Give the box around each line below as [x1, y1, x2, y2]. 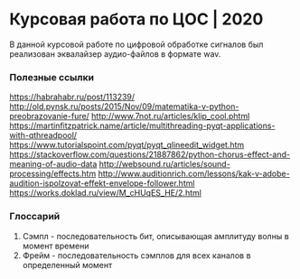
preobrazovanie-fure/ [9, 111, 90, 122]
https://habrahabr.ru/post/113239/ [9, 91, 136, 103]
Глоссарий [9, 210, 61, 223]
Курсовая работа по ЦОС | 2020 [9, 9, 264, 30]
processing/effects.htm [9, 168, 97, 180]
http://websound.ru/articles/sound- [98, 159, 230, 170]
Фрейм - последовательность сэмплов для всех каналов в [22, 249, 251, 261]
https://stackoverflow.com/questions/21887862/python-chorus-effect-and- [9, 149, 291, 160]
